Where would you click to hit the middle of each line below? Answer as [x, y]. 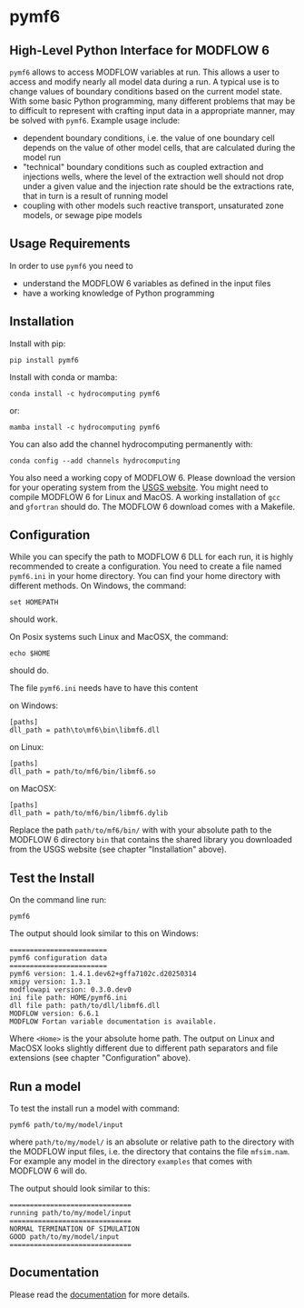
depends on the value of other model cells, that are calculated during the [159, 148]
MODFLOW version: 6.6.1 [54, 1014]
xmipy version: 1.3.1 [50, 982]
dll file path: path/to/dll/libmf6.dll [85, 1006]
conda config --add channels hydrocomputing [95, 461]
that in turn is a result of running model [95, 196]
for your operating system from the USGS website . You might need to [139, 487]
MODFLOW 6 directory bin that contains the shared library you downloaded [151, 840]
